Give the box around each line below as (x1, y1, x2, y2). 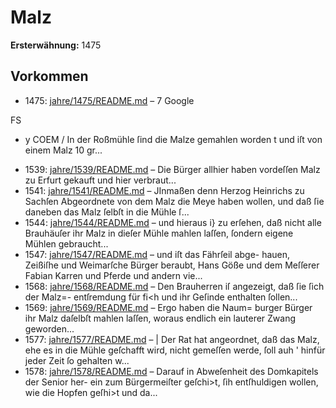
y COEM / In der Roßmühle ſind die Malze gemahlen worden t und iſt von (24, 133, 323, 145)
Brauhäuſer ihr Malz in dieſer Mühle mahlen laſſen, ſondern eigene (24, 227, 294, 239)
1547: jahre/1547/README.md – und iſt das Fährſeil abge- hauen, (24, 248, 291, 260)
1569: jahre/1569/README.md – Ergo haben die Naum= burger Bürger (24, 301, 313, 313)
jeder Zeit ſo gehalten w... (24, 354, 130, 366)
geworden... (24, 322, 75, 335)
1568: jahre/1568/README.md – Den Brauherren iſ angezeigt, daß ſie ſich (24, 280, 325, 292)
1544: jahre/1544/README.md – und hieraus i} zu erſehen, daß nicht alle (24, 216, 322, 228)
